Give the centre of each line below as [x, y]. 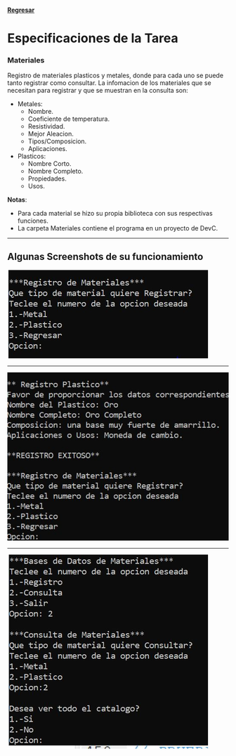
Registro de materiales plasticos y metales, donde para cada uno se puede [115, 76]
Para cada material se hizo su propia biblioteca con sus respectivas [115, 214]
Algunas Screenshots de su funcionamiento [105, 257]
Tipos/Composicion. [57, 141]
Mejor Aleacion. [51, 134]
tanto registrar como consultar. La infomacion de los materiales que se [110, 83]
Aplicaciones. [48, 149]
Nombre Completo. [55, 171]
